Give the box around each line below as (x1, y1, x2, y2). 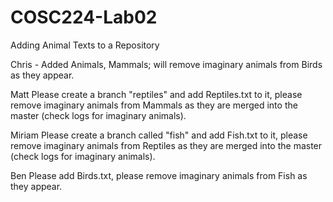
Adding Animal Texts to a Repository (10, 39, 160, 51)
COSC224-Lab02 (10, 6, 158, 29)
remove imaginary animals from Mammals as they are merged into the (10, 99, 298, 111)
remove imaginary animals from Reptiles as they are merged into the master (10, 139, 323, 151)
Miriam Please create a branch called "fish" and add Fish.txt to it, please (10, 129, 308, 141)
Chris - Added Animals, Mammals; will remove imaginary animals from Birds (10, 58, 323, 70)
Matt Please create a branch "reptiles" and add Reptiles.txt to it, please (10, 88, 303, 100)
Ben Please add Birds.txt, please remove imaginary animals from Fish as (10, 169, 308, 181)
